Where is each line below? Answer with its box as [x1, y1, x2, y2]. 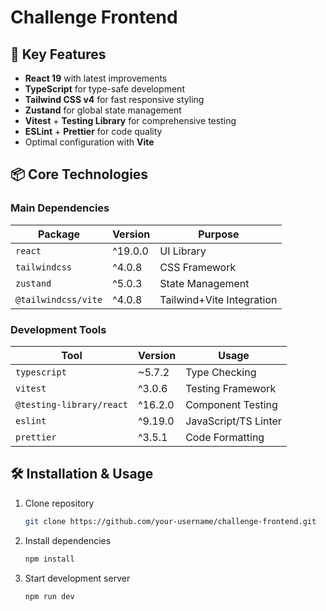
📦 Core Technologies [10, 166, 149, 183]
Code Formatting [185, 430, 265, 444]
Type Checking [185, 365, 257, 379]
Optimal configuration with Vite [24, 136, 155, 148]
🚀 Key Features [10, 46, 107, 63]
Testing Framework [185, 381, 277, 395]
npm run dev [24, 591, 75, 601]
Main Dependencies [10, 201, 110, 215]
